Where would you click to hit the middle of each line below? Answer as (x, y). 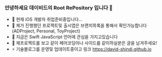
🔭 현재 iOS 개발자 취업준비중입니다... (47, 19)
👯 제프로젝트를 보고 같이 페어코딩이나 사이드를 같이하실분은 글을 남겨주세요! (84, 43)
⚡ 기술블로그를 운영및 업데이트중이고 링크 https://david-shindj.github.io (81, 49)
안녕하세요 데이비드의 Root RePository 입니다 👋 (59, 7)
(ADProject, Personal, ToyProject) (46, 31)
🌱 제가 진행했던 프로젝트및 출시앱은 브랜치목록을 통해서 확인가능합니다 (79, 26)
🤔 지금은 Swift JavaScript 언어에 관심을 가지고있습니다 (65, 37)
